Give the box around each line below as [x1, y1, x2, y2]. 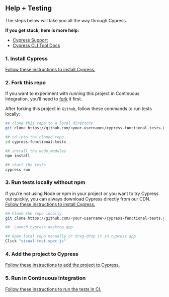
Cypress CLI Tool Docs [12, 42, 60, 48]
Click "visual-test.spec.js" [5, 238, 66, 244]
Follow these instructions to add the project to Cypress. [5, 262, 120, 268]
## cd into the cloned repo [5, 135, 64, 140]
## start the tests [5, 162, 46, 167]
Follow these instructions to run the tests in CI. [5, 286, 102, 292]
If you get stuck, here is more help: [5, 27, 79, 33]
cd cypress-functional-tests [5, 139, 66, 144]
